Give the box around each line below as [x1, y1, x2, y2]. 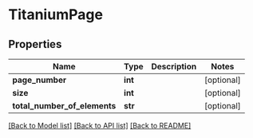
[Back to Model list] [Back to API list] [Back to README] [8, 121, 192, 130]
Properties [8, 37, 62, 51]
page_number [12, 74, 66, 85]
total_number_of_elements [12, 101, 117, 111]
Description [151, 61, 197, 72]
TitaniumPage [8, 6, 104, 24]
